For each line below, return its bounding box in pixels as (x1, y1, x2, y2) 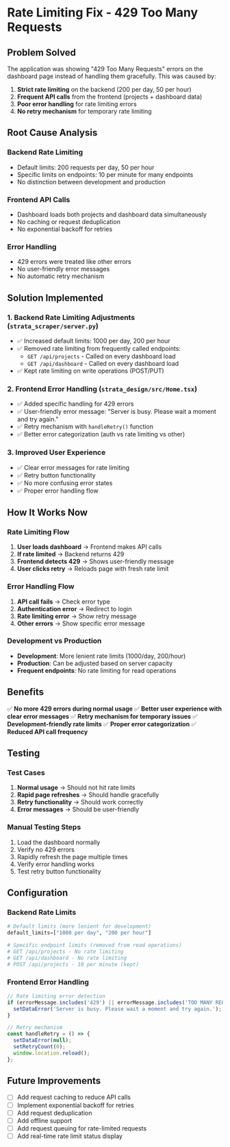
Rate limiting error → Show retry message (16, 612, 137, 620)
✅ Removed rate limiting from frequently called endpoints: (16, 344, 181, 352)
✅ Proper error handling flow (16, 486, 99, 495)
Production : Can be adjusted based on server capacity (16, 659, 173, 667)
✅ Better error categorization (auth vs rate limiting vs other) (16, 430, 186, 439)
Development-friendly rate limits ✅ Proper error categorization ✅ (7, 719, 197, 728)
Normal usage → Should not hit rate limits (16, 783, 136, 792)
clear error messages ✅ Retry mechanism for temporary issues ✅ (7, 712, 199, 720)
